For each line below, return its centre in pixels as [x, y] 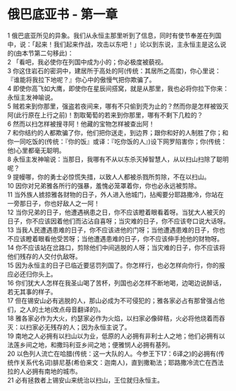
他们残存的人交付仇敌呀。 [44, 256]
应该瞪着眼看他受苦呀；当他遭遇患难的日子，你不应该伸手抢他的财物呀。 [118, 238]
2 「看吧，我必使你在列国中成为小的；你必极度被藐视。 [87, 62]
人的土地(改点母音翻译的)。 [65, 309]
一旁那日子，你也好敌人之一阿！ [54, 203]
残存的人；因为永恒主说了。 [91, 327]
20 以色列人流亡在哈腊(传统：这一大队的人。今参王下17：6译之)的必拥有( [113, 354]
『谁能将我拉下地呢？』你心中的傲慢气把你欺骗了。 [81, 79]
